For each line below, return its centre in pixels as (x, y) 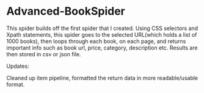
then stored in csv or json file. (44, 54)
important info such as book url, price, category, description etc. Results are (102, 48)
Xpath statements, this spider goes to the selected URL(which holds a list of (102, 34)
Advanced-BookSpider (66, 11)
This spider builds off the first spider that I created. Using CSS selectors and (102, 28)
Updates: (18, 66)
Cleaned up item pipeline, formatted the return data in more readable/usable (102, 78)
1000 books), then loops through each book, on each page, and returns (96, 41)
